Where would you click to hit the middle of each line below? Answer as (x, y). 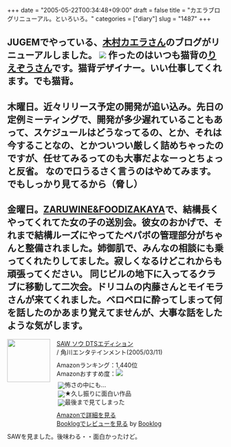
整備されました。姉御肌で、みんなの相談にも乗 (124, 249)
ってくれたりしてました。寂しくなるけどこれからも (115, 261)
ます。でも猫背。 (43, 81)
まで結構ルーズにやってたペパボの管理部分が (110, 236)
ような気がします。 (47, 326)
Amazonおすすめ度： (86, 373)
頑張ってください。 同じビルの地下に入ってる (102, 274)
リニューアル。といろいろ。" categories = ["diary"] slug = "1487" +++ (112, 19)
